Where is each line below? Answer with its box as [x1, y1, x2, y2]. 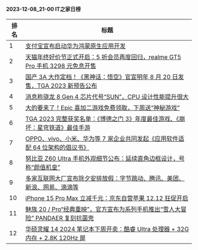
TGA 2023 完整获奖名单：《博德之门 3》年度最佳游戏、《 [25, 115, 180, 123]
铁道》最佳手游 [49, 124, 91, 132]
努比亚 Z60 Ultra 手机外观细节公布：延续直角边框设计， [25, 155, 179, 163]
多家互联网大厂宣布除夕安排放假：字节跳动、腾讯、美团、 [25, 174, 185, 182]
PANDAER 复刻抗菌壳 [35, 214, 94, 222]
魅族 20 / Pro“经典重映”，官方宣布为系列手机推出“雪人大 [25, 205, 181, 214]
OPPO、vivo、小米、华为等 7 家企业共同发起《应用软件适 [25, 135, 184, 143]
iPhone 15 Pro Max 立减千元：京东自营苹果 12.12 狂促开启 [25, 194, 189, 202]
